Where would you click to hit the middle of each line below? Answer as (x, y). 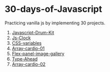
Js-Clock (21, 38)
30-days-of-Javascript (54, 9)
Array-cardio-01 (28, 48)
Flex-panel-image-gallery (38, 54)
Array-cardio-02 (29, 64)
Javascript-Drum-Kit (33, 32)
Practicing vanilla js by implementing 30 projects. (55, 23)
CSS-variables (27, 43)
